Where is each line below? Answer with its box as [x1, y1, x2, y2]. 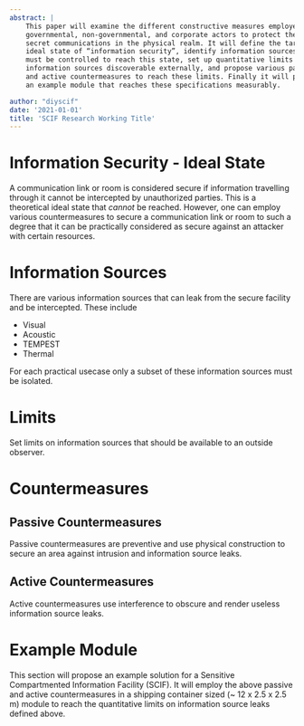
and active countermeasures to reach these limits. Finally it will [25, 72, 290, 81]
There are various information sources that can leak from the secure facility [9, 292, 291, 303]
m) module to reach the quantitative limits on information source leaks [9, 698, 271, 709]
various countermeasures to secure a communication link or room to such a [9, 212, 291, 223]
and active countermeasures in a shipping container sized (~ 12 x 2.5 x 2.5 [9, 689, 287, 700]
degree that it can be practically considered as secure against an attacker [9, 221, 284, 232]
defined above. [9, 708, 66, 719]
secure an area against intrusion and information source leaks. [9, 549, 242, 559]
